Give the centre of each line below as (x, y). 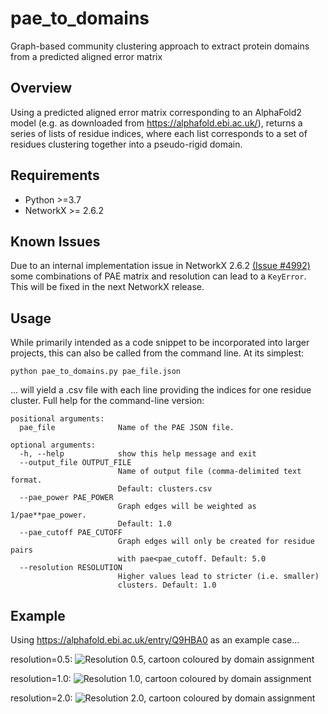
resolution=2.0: (41, 698)
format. (26, 480)
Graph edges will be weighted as (187, 507)
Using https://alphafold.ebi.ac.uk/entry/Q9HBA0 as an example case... (155, 640)
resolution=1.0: (41, 678)
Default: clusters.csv (165, 489)
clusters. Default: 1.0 (167, 585)
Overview (41, 88)
